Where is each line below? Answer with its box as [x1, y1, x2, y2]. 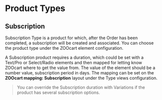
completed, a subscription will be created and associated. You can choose [5, 40, 154, 46]
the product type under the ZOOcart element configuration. [5, 45, 124, 51]
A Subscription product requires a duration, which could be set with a [5, 55, 144, 60]
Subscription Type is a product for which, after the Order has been [5, 35, 138, 41]
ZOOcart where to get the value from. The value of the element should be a [5, 65, 156, 71]
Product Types [5, 3, 65, 14]
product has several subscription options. [16, 90, 100, 95]
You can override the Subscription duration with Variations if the [16, 85, 146, 90]
